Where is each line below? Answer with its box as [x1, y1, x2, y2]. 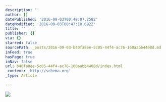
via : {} [5, 36, 22, 41]
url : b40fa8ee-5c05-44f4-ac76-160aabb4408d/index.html [5, 64, 123, 69]
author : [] [5, 12, 28, 17]
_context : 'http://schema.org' [5, 69, 71, 74]
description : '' [5, 7, 39, 13]
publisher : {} [5, 31, 35, 36]
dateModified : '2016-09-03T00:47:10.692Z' [5, 21, 96, 27]
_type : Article [5, 73, 37, 78]
